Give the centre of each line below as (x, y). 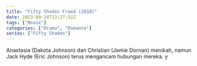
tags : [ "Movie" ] (26, 22)
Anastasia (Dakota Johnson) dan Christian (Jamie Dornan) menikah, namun (99, 50)
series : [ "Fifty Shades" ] (38, 34)
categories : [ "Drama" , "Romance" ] (49, 28)
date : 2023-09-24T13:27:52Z (41, 17)
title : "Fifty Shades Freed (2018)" (52, 11)
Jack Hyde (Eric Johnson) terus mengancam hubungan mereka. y (87, 57)
